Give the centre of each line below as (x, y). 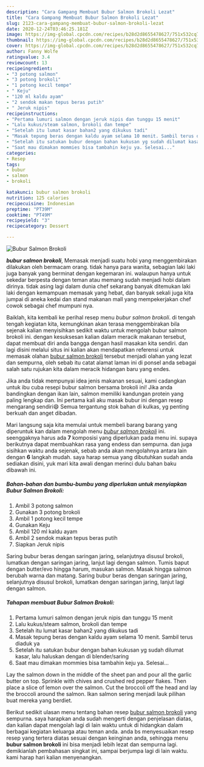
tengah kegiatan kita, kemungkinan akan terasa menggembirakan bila (93, 324)
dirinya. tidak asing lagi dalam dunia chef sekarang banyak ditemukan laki (98, 286)
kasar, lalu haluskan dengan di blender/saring (72, 656)
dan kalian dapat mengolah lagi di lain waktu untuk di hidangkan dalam (95, 725)
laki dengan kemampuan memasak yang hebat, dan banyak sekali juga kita (100, 293)
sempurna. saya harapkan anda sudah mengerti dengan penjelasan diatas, (100, 718)
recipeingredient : (29, 68)
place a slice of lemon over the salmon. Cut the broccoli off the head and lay (102, 687)
